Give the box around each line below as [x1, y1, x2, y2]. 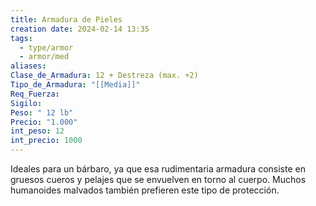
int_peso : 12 [10, 126, 65, 136]
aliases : [10, 61, 47, 71]
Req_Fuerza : [10, 89, 60, 99]
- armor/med [19, 52, 70, 62]
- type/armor [19, 42, 74, 53]
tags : [10, 33, 33, 43]
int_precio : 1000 [10, 136, 83, 146]
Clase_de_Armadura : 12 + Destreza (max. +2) [10, 71, 199, 81]
